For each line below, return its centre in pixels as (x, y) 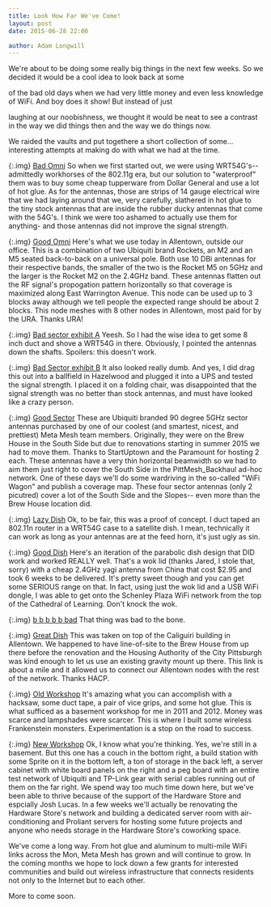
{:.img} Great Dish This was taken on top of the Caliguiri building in (119, 636)
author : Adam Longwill (47, 45)
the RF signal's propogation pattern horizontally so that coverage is (121, 285)
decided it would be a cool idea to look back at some (96, 77)
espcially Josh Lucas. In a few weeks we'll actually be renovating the (123, 805)
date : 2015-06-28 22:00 (49, 31)
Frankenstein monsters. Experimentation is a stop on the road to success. (131, 729)
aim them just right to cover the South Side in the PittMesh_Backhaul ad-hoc (135, 470)
